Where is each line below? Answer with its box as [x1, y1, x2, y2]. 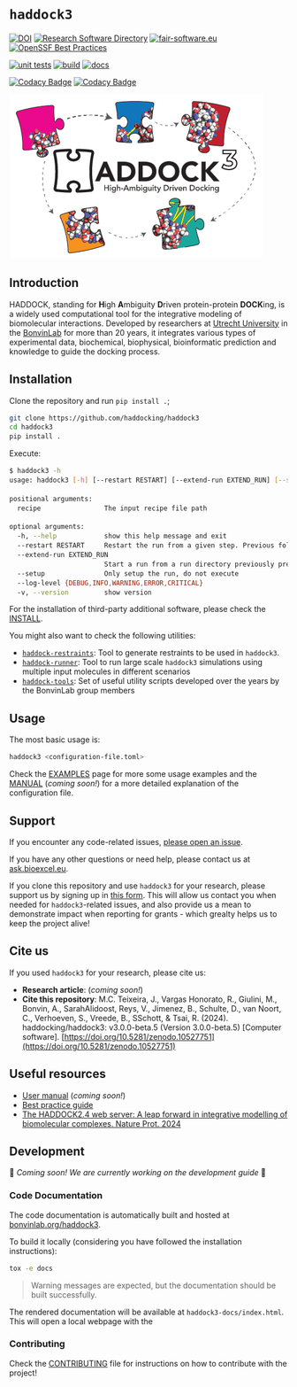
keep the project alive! [9, 918, 90, 928]
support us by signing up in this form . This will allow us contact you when [9, 889, 277, 900]
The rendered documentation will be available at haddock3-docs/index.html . [9, 1306, 285, 1317]
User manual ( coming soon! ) [21, 1089, 126, 1101]
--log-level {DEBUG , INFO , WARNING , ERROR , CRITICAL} [17, 578, 203, 587]
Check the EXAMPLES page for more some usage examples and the [9, 769, 258, 779]
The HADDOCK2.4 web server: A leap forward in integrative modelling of [21, 1109, 288, 1120]
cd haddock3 [9, 422, 53, 432]
